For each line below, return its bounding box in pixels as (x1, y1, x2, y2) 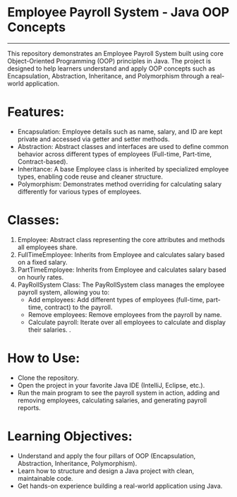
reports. (17, 403, 41, 412)
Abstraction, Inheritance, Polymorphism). (17, 459, 138, 467)
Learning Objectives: (7, 428, 133, 444)
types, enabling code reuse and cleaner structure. (17, 172, 164, 181)
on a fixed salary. (17, 258, 68, 266)
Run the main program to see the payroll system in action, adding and (17, 388, 220, 397)
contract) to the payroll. (44, 303, 113, 311)
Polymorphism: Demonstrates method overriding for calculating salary (17, 179, 222, 188)
